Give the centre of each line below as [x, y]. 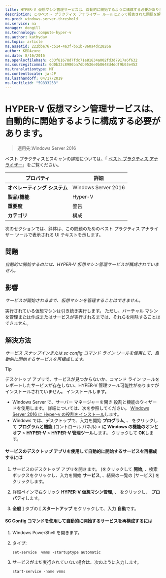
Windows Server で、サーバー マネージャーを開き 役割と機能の [76, 402]
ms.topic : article [24, 42]
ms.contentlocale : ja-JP [31, 74]
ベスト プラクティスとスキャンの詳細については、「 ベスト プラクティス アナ [82, 159]
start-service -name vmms [39, 572]
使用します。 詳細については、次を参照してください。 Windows [85, 408]
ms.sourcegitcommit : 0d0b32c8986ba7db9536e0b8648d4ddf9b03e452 [71, 65]
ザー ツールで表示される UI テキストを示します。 [54, 235]
